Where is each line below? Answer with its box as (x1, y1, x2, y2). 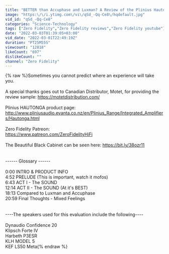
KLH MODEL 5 (5, 238, 35, 244)
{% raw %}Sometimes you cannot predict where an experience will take (5, 72, 154, 78)
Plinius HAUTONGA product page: (5, 105, 76, 111)
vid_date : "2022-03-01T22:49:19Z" (5, 36, 78, 41)
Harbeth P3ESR (5, 233, 38, 239)
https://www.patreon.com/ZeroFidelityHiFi (5, 131, 93, 137)
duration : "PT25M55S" (5, 40, 51, 45)
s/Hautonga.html (5, 115, 40, 121)
